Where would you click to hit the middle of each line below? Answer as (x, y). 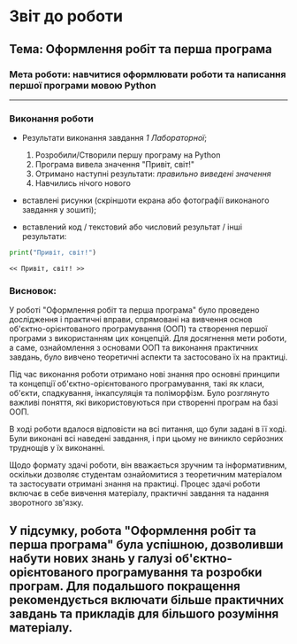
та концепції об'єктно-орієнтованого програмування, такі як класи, (137, 384)
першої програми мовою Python (83, 85)
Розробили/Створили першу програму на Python (128, 155)
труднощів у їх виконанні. (57, 448)
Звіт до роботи (66, 16)
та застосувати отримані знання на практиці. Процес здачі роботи (135, 484)
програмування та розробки (179, 572)
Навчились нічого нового (83, 183)
